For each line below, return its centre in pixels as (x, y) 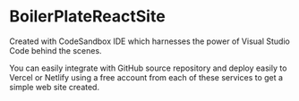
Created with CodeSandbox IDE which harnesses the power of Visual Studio (150, 41)
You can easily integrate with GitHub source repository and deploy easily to (148, 68)
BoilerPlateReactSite (87, 17)
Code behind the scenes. (56, 50)
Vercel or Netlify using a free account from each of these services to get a (146, 77)
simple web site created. (55, 87)
